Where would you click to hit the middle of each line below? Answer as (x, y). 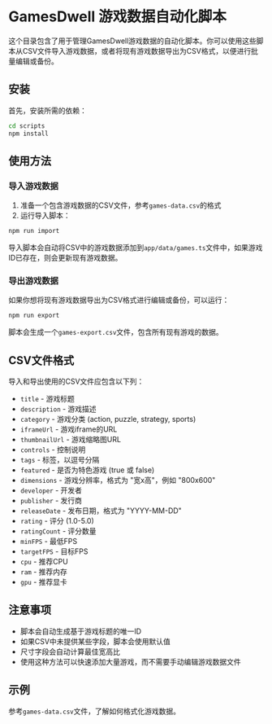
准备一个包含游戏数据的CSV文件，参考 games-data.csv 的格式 (121, 205)
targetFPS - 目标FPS (54, 551)
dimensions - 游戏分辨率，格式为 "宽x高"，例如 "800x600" (118, 480)
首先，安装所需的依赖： (47, 110)
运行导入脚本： (45, 216)
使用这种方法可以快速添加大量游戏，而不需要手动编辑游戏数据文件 (130, 661)
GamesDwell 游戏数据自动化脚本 (118, 17)
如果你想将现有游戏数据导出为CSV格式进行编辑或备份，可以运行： (119, 300)
